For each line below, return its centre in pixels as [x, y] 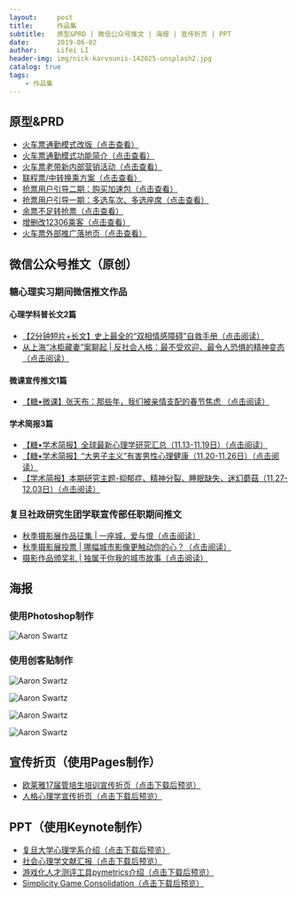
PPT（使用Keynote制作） [79, 827]
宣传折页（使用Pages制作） [85, 762]
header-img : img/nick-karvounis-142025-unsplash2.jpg [111, 59]
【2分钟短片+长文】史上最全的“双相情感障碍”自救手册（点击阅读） [143, 336]
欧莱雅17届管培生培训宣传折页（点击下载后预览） [111, 785]
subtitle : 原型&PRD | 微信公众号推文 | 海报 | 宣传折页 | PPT [121, 34]
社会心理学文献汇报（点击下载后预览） [92, 861]
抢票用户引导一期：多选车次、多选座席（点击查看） [115, 200]
